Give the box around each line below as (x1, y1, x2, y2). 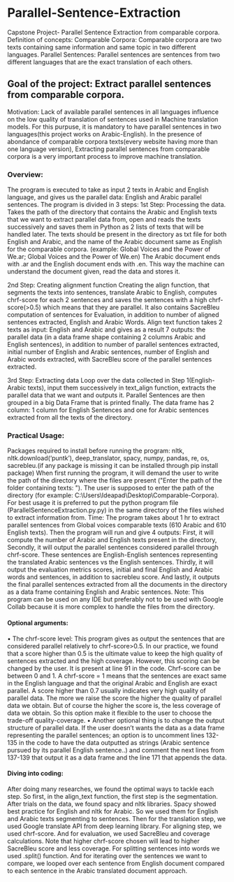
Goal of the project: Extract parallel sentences (7, 78, 212, 90)
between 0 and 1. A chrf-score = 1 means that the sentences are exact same (7, 671, 227, 680)
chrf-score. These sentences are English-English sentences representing (7, 550, 218, 559)
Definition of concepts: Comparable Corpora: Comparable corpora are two (7, 35, 222, 43)
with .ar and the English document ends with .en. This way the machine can (7, 260, 225, 269)
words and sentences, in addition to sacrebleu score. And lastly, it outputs (7, 573, 220, 581)
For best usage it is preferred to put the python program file (7, 499, 179, 507)
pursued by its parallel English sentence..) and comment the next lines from (7, 746, 225, 754)
